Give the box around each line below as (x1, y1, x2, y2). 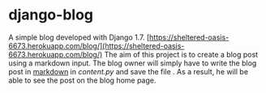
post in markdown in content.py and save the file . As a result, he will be (8, 66, 249, 76)
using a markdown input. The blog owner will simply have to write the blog (8, 58, 257, 68)
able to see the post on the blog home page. (8, 75, 157, 85)
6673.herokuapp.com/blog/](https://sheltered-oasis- (8, 40, 185, 50)
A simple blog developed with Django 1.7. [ (8, 32, 150, 42)
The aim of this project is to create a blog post (104, 49, 258, 59)
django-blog (8, 6, 93, 24)
